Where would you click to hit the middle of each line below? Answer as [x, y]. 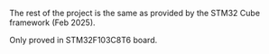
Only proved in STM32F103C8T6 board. [83, 40]
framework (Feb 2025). [53, 22]
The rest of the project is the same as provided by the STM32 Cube [134, 13]
